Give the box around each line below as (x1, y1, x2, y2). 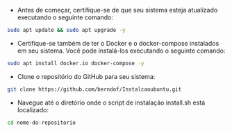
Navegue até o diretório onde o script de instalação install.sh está (17, 98, 206, 107)
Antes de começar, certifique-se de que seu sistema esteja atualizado (17, 6, 218, 14)
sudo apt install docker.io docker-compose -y (7, 60, 144, 66)
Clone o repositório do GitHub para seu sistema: (17, 72, 156, 80)
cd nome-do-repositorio (7, 119, 76, 126)
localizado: (17, 105, 49, 114)
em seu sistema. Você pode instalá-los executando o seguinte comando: (17, 46, 226, 55)
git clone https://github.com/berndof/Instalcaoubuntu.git (7, 86, 182, 93)
